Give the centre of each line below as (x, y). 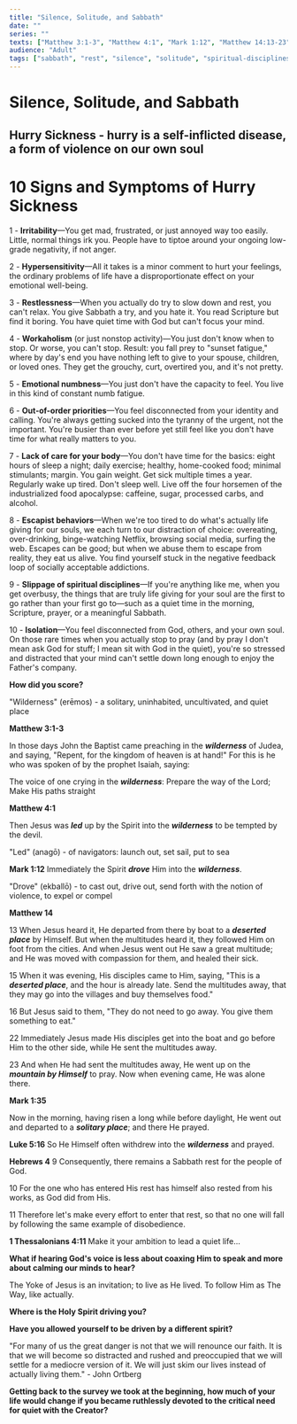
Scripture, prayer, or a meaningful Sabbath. (88, 612)
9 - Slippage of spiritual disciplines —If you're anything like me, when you (145, 584)
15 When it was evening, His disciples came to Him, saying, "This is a (135, 975)
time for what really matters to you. (73, 439)
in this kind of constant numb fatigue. (77, 393)
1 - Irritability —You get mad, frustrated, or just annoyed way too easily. (139, 230)
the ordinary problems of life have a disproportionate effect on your (132, 276)
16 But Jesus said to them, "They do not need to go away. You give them (141, 1011)
